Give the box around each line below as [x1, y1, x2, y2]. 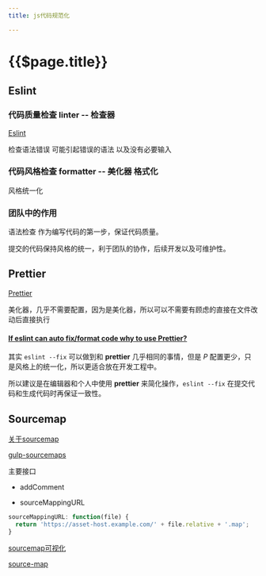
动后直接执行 [8, 314, 50, 324]
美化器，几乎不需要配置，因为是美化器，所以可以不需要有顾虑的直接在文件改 [8, 305, 258, 314]
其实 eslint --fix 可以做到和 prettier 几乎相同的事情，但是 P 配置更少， [8, 352, 245, 362]
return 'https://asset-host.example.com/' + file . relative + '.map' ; [15, 520, 249, 528]
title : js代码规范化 [8, 11, 70, 20]
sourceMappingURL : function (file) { [8, 513, 129, 520]
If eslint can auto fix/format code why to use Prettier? [8, 333, 188, 343]
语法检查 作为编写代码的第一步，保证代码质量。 [8, 227, 163, 236]
